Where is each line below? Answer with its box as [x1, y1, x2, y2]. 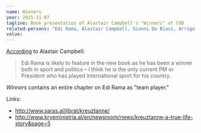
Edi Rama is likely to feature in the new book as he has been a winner [20, 60, 193, 67]
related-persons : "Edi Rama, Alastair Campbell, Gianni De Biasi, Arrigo [6, 25, 196, 32]
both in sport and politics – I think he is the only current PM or [20, 66, 174, 73]
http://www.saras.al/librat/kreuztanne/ [14, 107, 110, 114]
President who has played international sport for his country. [20, 72, 172, 79]
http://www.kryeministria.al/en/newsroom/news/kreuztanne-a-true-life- [14, 114, 193, 121]
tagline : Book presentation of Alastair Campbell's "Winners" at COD [6, 20, 185, 26]
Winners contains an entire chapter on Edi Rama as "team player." [6, 84, 170, 91]
